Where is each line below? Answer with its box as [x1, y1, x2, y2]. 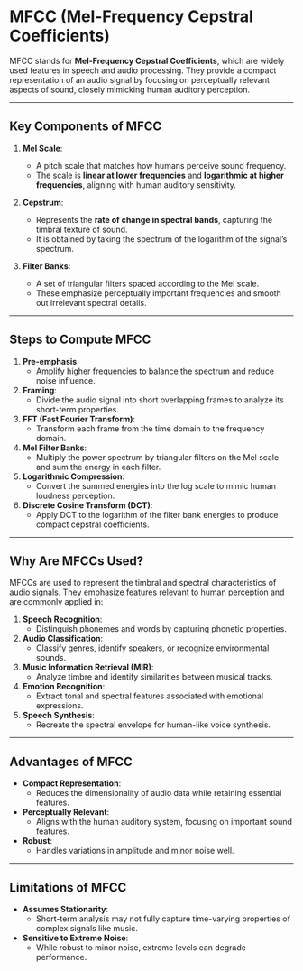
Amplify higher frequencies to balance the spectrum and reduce [35, 365, 275, 376]
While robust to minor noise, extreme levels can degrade [35, 942, 246, 953]
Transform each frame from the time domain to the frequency [35, 422, 265, 434]
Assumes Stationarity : [22, 904, 109, 914]
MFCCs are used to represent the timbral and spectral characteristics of [9, 578, 277, 588]
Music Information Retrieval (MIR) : [22, 661, 154, 673]
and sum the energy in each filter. [35, 461, 161, 472]
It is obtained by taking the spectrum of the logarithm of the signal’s [35, 233, 288, 245]
